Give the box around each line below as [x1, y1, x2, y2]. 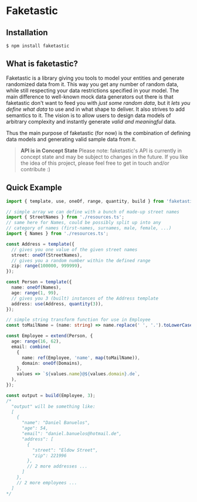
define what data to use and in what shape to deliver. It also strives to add [6, 106, 185, 113]
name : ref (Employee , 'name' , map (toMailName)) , [21, 355, 141, 361]
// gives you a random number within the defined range [11, 257, 151, 263]
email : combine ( [11, 344, 51, 350]
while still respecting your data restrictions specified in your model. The [6, 87, 179, 94]
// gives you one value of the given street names [11, 246, 138, 253]
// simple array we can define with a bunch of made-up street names [6, 209, 180, 215]
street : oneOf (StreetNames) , [11, 252, 83, 258]
